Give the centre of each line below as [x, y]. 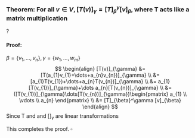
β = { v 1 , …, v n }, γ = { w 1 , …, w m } [43, 59]
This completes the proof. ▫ [39, 128]
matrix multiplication [37, 18]
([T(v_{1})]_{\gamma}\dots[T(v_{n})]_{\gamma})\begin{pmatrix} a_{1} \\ [100, 94]
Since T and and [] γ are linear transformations [63, 117]
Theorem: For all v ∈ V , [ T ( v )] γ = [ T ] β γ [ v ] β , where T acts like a [98, 10]
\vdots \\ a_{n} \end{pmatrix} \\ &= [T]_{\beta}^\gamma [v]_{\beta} [100, 101]
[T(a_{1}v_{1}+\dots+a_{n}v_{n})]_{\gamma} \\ [96, 75]
